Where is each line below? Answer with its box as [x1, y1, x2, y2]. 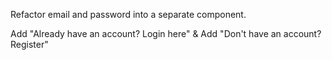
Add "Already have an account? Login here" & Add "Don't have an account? [10, 28, 322, 39]
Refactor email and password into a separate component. [10, 9, 247, 20]
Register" [10, 39, 49, 50]
